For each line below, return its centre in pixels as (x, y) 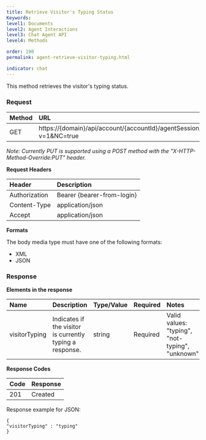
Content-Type (30, 205)
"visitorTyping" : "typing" (42, 426)
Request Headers (29, 169)
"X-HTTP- (183, 151)
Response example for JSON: (44, 410)
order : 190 (20, 52)
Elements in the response (39, 290)
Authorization (29, 195)
